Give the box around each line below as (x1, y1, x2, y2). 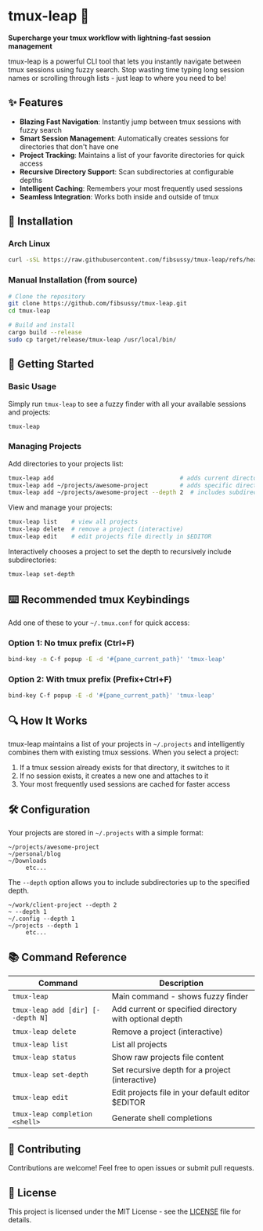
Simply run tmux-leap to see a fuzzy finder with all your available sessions (8, 399, 247, 408)
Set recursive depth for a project (111, 1065, 231, 1076)
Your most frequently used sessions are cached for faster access (19, 779, 231, 788)
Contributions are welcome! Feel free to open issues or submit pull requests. (8, 1163, 254, 1173)
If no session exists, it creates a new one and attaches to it (19, 771, 209, 780)
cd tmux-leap (8, 307, 51, 315)
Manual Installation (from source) (8, 275, 139, 286)
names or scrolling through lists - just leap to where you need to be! (8, 73, 227, 82)
